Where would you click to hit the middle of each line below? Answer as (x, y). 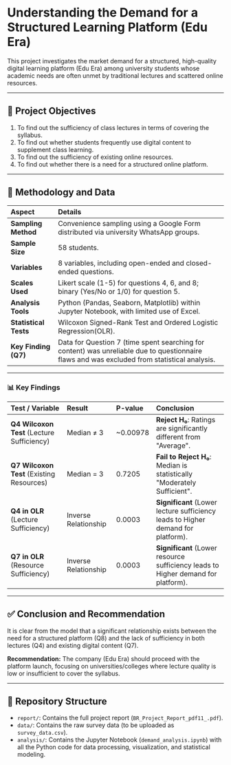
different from (178, 437)
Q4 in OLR (27, 511)
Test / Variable (35, 408)
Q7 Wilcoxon (32, 465)
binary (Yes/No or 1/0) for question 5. (119, 291)
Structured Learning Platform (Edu (108, 27)
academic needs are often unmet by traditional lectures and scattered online (115, 75)
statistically (174, 474)
